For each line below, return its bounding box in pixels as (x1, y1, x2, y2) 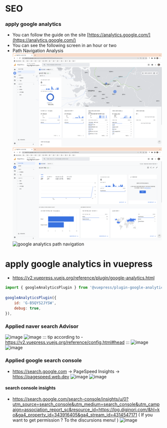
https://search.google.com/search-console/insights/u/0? (12, 396, 129, 402)
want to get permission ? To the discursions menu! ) (12, 417, 119, 423)
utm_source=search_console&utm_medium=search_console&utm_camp (12, 401, 160, 407)
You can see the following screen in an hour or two (12, 43, 117, 49)
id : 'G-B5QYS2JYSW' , (14, 301, 57, 306)
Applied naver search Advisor (5, 323, 79, 330)
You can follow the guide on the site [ (12, 32, 89, 38)
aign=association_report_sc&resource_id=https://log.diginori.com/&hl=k (12, 406, 160, 412)
